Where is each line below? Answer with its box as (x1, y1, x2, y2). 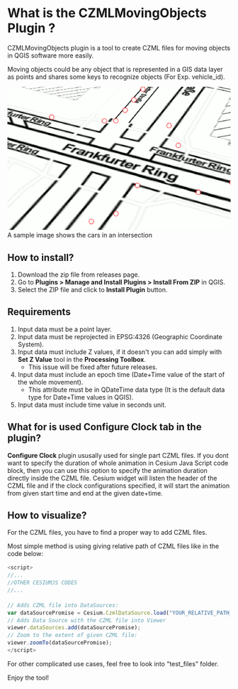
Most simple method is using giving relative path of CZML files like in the (7, 542, 220, 550)
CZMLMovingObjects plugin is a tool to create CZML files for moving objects (7, 43, 231, 52)
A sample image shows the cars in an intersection (7, 231, 152, 240)
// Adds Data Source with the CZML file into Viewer (7, 616, 166, 624)
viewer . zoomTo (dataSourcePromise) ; (7, 639, 113, 646)
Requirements (7, 306, 71, 318)
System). (17, 340, 45, 348)
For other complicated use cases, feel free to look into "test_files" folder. (7, 659, 219, 668)
